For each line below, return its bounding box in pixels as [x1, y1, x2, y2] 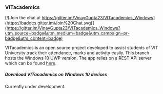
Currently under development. [5, 84, 66, 90]
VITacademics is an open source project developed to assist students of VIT [5, 45, 159, 51]
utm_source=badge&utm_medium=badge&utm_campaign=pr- [5, 31, 130, 36]
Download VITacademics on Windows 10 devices [5, 71, 107, 77]
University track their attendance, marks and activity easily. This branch [5, 50, 150, 56]
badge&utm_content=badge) [5, 35, 63, 41]
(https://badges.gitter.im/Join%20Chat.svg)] [5, 20, 94, 26]
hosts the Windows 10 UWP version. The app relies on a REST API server [5, 55, 152, 61]
